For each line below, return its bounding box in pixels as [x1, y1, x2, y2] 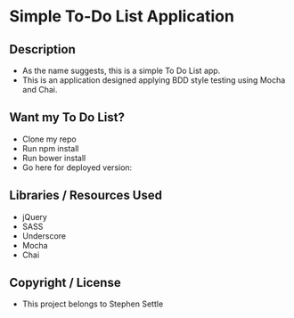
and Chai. [21, 85, 58, 94]
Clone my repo [21, 134, 78, 144]
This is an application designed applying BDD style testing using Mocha [21, 75, 286, 86]
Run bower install [21, 152, 86, 163]
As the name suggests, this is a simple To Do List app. [21, 65, 221, 76]
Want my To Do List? [9, 110, 125, 126]
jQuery [21, 211, 47, 222]
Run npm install [21, 143, 79, 153]
